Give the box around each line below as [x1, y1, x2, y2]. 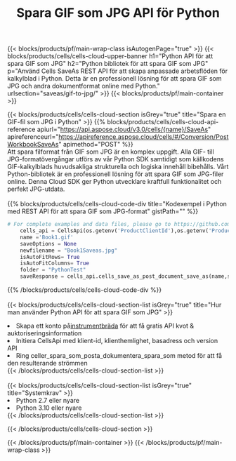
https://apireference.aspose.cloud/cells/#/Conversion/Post [58, 133, 229, 141]
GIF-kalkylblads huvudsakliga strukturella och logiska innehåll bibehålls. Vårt [7, 163, 229, 171]
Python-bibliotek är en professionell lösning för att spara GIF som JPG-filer [7, 170, 224, 178]
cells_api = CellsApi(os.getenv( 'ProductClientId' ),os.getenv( [20, 227, 209, 234]
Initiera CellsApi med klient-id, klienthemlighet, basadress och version [16, 337, 218, 345]
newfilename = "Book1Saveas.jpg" [20, 247, 118, 254]
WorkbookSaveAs [7, 140, 59, 149]
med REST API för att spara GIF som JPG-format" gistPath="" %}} [7, 207, 199, 215]
